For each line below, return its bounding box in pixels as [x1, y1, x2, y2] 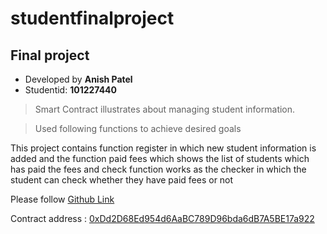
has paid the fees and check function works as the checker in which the [10, 163, 307, 175]
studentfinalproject [10, 7, 175, 30]
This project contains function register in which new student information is [10, 142, 317, 154]
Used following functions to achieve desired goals [34, 123, 242, 134]
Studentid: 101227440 [24, 84, 118, 96]
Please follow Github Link [10, 193, 115, 205]
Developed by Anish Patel [24, 73, 133, 85]
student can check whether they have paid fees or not [10, 174, 234, 186]
